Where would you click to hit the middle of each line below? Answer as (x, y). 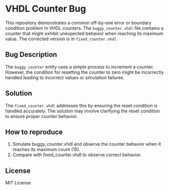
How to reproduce (34, 132)
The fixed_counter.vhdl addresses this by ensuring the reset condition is (81, 105)
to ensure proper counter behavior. (42, 116)
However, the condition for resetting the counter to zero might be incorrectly (84, 72)
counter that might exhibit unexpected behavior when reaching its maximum (84, 33)
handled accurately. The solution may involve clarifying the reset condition (83, 111)
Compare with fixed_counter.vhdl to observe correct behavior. (77, 155)
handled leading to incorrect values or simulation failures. (65, 77)
